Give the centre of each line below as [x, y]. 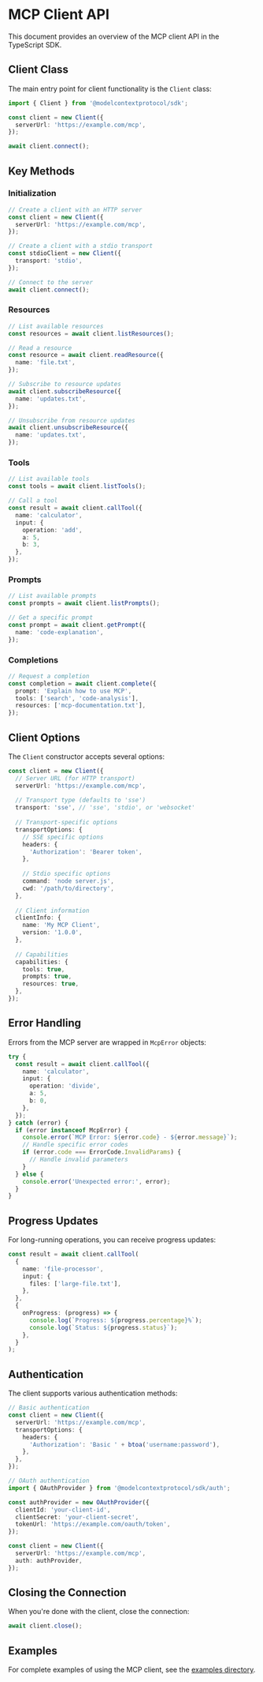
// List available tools [49, 479]
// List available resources [56, 326]
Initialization [32, 193]
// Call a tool [33, 501]
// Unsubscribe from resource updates [72, 420]
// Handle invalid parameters [78, 1159]
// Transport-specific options [67, 823]
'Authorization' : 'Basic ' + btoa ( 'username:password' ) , [124, 1444]
